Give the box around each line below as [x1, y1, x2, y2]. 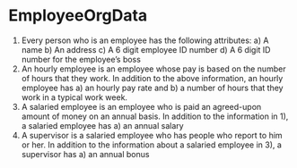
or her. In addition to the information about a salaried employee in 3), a [21, 139, 282, 150]
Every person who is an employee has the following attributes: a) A [21, 35, 269, 46]
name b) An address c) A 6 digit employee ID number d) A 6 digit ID [21, 44, 271, 55]
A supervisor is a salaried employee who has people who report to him [21, 130, 284, 140]
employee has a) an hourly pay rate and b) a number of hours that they [21, 82, 284, 93]
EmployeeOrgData [8, 5, 148, 26]
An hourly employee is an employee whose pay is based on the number [21, 63, 286, 74]
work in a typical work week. [21, 91, 127, 103]
